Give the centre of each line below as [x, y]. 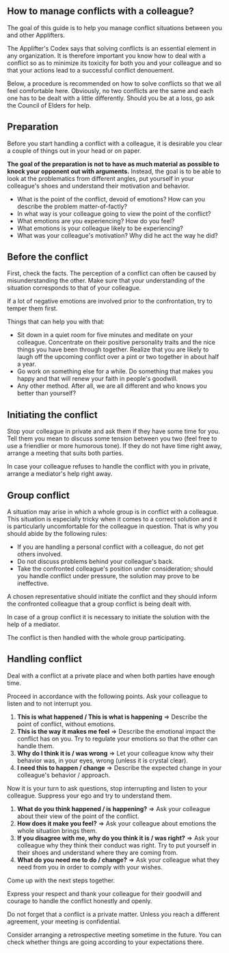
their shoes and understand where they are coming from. [97, 852]
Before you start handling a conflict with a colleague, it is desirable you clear [115, 143]
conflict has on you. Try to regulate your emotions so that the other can [117, 739]
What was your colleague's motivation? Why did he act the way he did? [117, 235]
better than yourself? [46, 393]
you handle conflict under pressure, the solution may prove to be [108, 576]
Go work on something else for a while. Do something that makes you [115, 371]
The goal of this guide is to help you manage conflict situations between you [114, 27]
